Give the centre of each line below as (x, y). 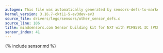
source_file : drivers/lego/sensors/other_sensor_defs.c (63, 18)
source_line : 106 (23, 23)
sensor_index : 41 (23, 32)
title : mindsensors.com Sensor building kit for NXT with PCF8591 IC (77, 28)
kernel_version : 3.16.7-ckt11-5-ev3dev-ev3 (50, 14)
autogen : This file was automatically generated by (58, 9)
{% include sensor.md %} (31, 46)
